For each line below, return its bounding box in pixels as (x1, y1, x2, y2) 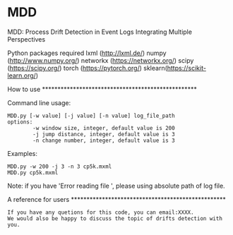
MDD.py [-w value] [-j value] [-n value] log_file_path (7, 112, 175, 119)
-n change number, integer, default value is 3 (32, 137, 175, 144)
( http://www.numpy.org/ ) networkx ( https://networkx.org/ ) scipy (7, 56, 194, 64)
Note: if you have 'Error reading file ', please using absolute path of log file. (7, 181, 225, 190)
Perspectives (7, 35, 46, 43)
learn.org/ (7, 71, 37, 80)
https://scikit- (167, 64, 207, 72)
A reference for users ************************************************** (7, 195, 226, 203)
